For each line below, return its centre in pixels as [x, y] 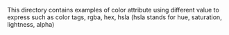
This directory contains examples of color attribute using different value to [113, 10]
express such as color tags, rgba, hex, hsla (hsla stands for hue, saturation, [114, 17]
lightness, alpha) [31, 24]
